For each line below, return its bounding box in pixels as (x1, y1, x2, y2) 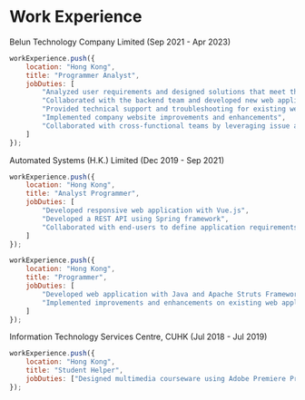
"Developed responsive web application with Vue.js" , (42, 206, 250, 215)
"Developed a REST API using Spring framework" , (42, 214, 230, 223)
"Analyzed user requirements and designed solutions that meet (42, 88, 286, 97)
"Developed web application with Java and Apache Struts (42, 289, 261, 298)
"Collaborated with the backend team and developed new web (42, 96, 274, 105)
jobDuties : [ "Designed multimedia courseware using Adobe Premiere (25, 375, 286, 384)
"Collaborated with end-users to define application (42, 222, 246, 232)
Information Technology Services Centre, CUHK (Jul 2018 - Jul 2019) (9, 331, 268, 342)
